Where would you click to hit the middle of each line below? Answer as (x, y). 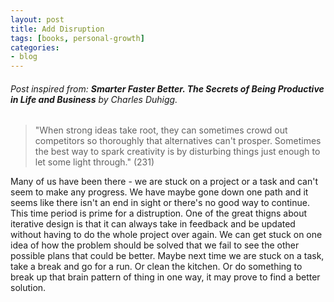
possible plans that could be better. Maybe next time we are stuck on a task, (167, 256)
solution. (28, 288)
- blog (24, 57)
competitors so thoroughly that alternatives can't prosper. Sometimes (178, 141)
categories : (35, 47)
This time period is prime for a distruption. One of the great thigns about (159, 213)
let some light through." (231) (94, 162)
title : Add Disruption (57, 29)
